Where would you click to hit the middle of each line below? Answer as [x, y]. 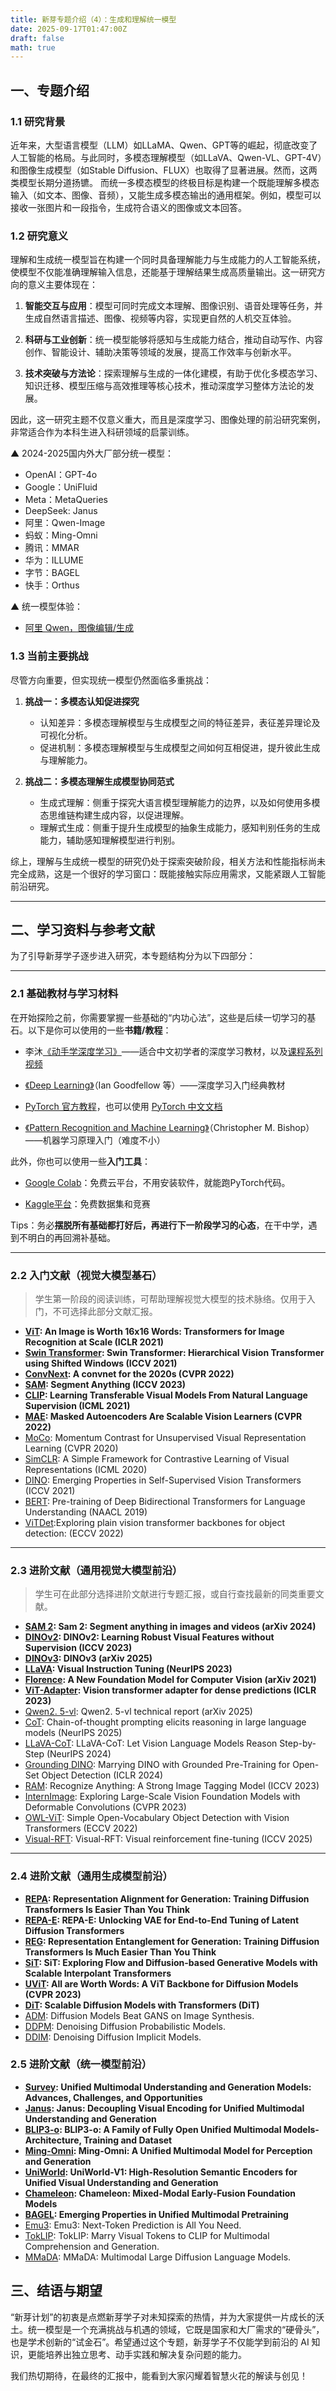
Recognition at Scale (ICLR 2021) [94, 1342]
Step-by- [298, 1743]
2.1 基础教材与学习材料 [64, 994]
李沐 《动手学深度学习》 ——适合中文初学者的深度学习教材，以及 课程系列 [173, 1051]
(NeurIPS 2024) [79, 1754]
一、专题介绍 [50, 90]
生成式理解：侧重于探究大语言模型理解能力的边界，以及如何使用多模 [180, 802]
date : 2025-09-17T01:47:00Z [69, 29]
